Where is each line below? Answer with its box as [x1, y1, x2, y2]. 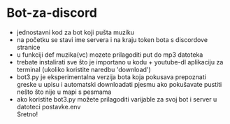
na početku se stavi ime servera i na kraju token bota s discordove [16, 35, 208, 43]
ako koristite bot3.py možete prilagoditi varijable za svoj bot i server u [16, 95, 217, 103]
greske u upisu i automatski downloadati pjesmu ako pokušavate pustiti [16, 80, 222, 88]
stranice [16, 43, 41, 51]
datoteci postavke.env [16, 102, 81, 111]
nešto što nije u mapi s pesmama [16, 88, 112, 96]
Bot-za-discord [6, 5, 97, 21]
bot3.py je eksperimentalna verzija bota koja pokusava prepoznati [16, 72, 207, 81]
